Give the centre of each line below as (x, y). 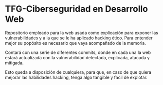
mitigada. (14, 63)
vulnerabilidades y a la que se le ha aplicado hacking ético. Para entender (79, 38)
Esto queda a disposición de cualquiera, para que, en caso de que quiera (78, 72)
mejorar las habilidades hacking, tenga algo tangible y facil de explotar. (76, 77)
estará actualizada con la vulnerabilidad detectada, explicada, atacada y (77, 57)
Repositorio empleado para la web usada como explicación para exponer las (81, 33)
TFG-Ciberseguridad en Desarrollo (77, 9)
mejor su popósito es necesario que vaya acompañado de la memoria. (75, 43)
